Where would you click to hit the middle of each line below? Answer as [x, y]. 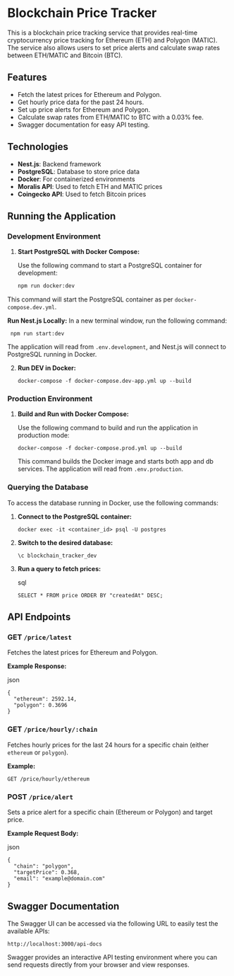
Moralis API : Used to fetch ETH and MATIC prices [90, 186]
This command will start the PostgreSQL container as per [90, 299]
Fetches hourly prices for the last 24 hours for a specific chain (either [108, 745]
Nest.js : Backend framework [59, 163]
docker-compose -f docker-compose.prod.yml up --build [100, 448]
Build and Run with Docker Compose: [73, 414]
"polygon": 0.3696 [41, 706]
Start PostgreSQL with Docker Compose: [78, 252]
